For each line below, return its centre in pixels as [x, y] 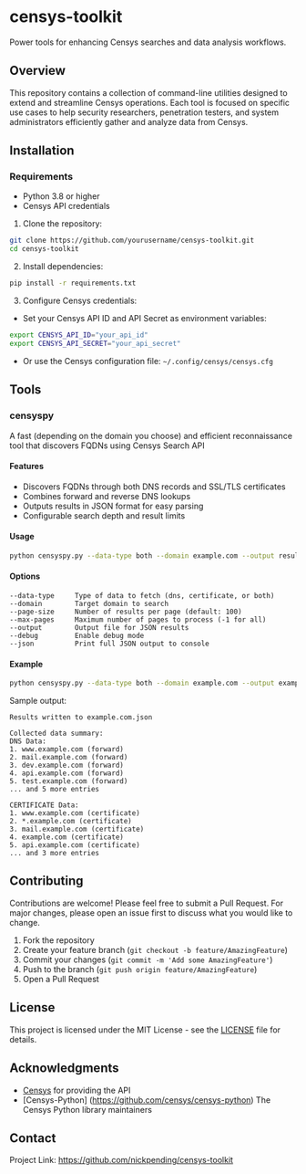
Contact [33, 1138]
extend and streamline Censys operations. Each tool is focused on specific [149, 102]
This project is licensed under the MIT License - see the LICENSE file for [145, 1030]
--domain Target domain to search [89, 603]
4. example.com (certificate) [67, 837]
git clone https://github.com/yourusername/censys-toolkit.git [132, 241]
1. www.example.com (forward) [67, 749]
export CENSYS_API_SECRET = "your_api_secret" [95, 343]
